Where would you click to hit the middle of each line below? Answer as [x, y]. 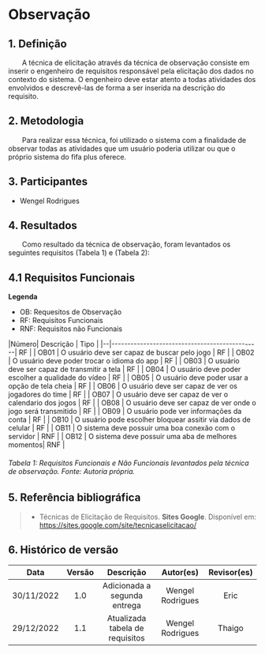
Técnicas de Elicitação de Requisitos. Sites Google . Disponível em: [147, 517]
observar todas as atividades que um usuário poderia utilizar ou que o [122, 148]
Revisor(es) [231, 572]
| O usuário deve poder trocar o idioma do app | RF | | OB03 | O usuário [124, 361]
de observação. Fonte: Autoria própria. [72, 471]
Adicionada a [127, 585]
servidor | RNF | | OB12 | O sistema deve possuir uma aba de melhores [123, 437]
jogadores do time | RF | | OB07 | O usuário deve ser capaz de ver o [118, 395]
